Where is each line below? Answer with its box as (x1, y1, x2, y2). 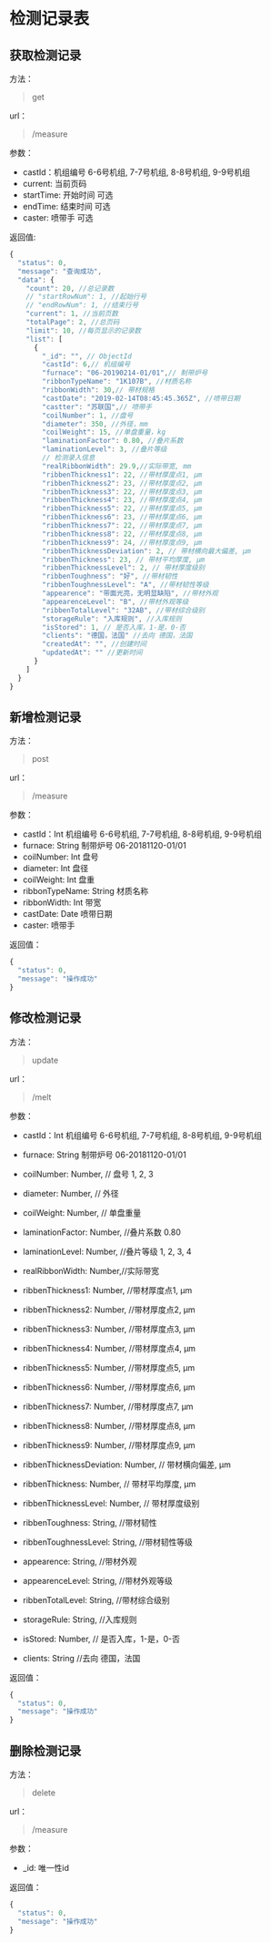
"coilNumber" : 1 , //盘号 (42, 411, 134, 420)
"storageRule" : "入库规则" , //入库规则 (42, 614, 182, 623)
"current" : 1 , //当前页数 (25, 309, 118, 319)
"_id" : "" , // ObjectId (42, 352, 132, 361)
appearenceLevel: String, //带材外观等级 (22, 1575, 173, 1586)
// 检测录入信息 (42, 453, 95, 462)
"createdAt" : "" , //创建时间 (42, 640, 147, 649)
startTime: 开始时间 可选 (22, 190, 114, 200)
